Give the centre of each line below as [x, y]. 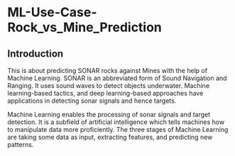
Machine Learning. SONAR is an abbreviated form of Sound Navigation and [117, 78]
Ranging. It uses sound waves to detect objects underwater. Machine [109, 85]
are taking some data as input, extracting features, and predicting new [110, 137]
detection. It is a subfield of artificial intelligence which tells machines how [116, 122]
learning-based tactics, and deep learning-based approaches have [105, 93]
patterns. [21, 145]
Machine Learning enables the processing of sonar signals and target [109, 115]
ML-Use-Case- [52, 12]
